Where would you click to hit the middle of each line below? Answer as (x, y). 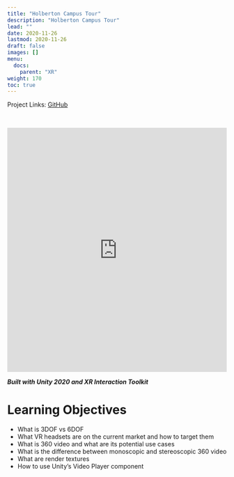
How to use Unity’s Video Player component (80, 467)
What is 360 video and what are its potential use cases (96, 444)
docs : (22, 65)
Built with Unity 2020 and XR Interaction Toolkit (78, 382)
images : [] (23, 53)
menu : (15, 59)
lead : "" (20, 26)
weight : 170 (24, 78)
